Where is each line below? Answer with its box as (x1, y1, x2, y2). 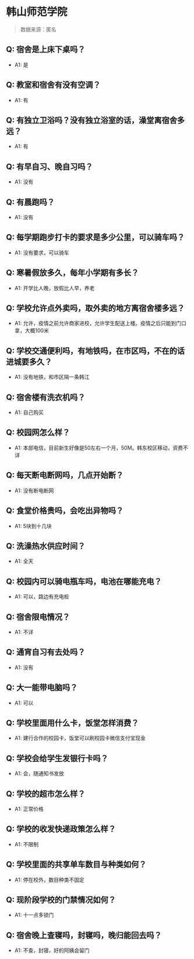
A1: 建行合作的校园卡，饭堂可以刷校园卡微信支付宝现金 (14, 734, 146, 741)
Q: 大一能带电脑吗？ (6, 682, 78, 693)
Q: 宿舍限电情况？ (6, 612, 70, 622)
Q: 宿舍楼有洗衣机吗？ (6, 392, 86, 402)
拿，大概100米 (14, 327, 50, 334)
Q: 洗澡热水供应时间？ (6, 541, 86, 551)
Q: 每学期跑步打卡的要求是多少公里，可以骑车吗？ (6, 232, 185, 243)
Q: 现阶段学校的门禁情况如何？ (6, 895, 117, 905)
